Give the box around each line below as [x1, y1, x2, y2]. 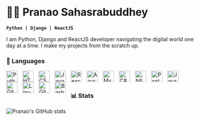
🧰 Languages [6, 57, 45, 65]
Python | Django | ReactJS [6, 25, 74, 31]
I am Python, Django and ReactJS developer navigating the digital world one [6, 35, 194, 42]
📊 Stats [71, 92, 94, 100]
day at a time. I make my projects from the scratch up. [6, 42, 140, 49]
